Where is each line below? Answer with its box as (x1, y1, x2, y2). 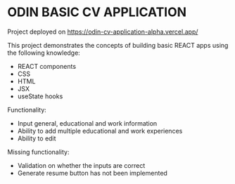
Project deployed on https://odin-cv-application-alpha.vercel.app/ (7, 27, 198, 36)
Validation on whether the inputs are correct (17, 161, 146, 169)
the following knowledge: (7, 48, 81, 57)
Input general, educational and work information (17, 119, 158, 127)
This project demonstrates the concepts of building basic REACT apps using (7, 41, 229, 49)
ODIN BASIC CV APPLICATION (7, 4, 187, 20)
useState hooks (17, 92, 63, 100)
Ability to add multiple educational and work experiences (17, 126, 183, 135)
